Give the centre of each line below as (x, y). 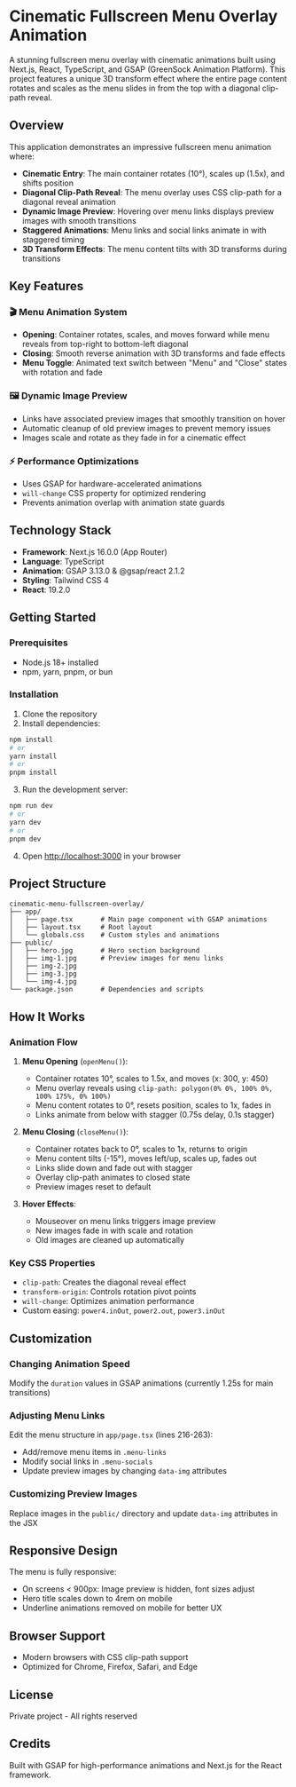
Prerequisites (39, 643)
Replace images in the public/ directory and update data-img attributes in (144, 1513)
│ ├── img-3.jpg (43, 974)
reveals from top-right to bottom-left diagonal (105, 344)
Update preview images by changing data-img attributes (125, 1471)
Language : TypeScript (63, 561)
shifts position (47, 183)
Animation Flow (43, 1042)
